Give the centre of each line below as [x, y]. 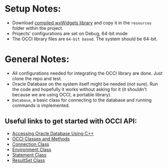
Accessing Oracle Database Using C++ [53, 133]
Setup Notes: [33, 9]
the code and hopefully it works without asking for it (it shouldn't [79, 89]
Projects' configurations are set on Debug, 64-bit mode [70, 33]
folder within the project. [38, 28]
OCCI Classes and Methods [41, 139]
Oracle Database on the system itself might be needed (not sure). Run [85, 84]
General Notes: [37, 59]
